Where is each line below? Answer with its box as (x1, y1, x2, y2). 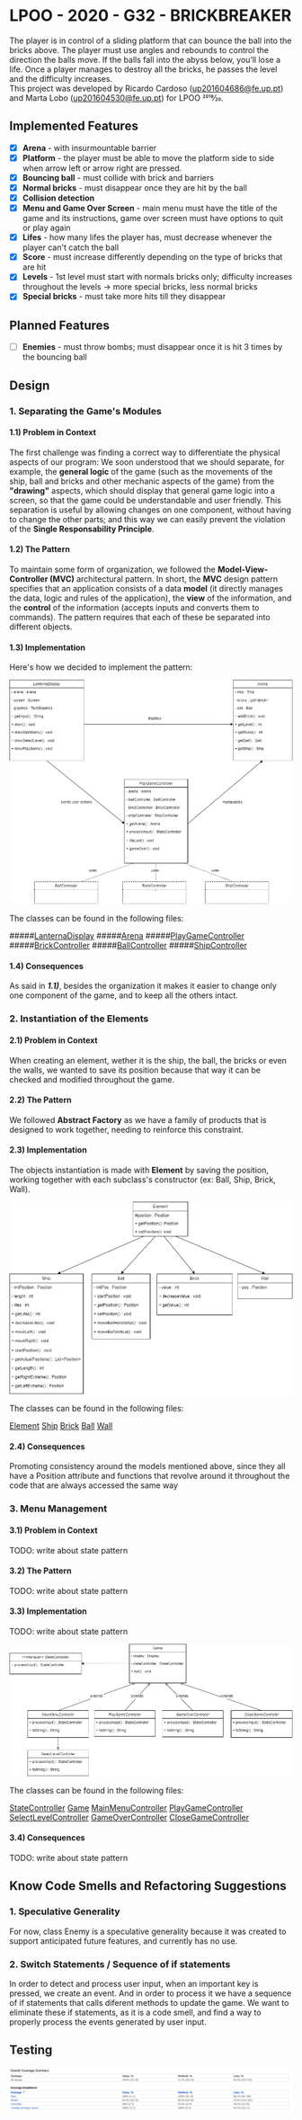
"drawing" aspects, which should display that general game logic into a (9, 485, 276, 495)
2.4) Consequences (9, 1440, 85, 1452)
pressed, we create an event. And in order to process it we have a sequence (9, 1988, 292, 1999)
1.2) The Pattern (9, 544, 70, 555)
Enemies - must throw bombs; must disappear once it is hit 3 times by (22, 342, 283, 352)
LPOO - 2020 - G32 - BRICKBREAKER (9, 5, 292, 26)
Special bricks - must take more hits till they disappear (22, 291, 226, 302)
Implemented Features (9, 119, 139, 134)
